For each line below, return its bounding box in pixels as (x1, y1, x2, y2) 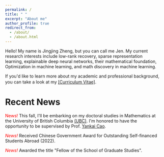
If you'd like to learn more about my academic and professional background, (5, 73, 160, 79)
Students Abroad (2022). (5, 138, 55, 144)
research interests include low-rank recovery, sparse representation (5, 53, 143, 59)
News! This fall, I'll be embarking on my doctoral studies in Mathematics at (5, 112, 156, 118)
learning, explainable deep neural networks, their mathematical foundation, (5, 58, 157, 64)
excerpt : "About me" (5, 16, 48, 21)
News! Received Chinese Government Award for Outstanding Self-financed (5, 132, 157, 138)
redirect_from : (5, 26, 36, 30)
